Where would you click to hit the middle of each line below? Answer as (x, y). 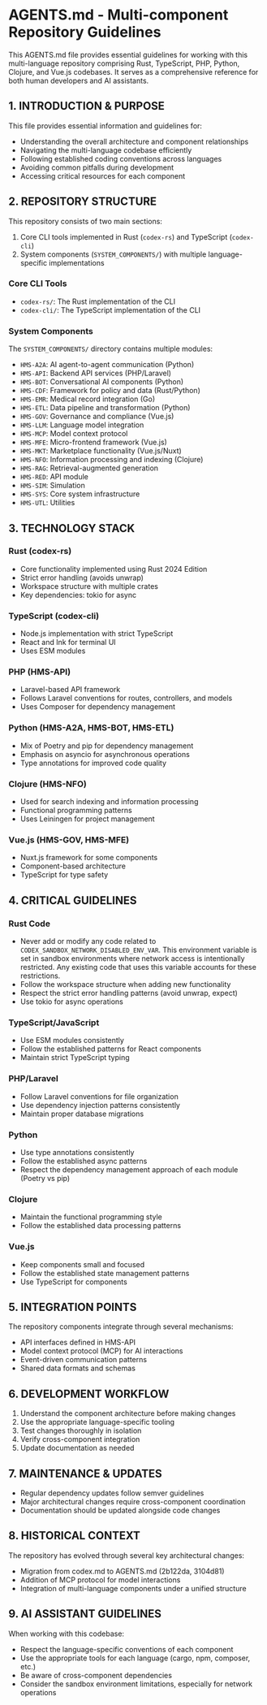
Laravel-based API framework (70, 690)
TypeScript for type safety (64, 875)
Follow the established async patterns (84, 1161)
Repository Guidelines (85, 32)
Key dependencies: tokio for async (78, 595)
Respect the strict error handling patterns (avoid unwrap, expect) (129, 993)
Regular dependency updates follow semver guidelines (112, 1493)
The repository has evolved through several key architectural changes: (127, 1555)
